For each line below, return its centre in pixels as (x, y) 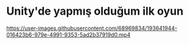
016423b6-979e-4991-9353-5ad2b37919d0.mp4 (69, 34)
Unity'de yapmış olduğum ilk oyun (95, 11)
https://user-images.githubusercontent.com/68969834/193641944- (92, 28)
